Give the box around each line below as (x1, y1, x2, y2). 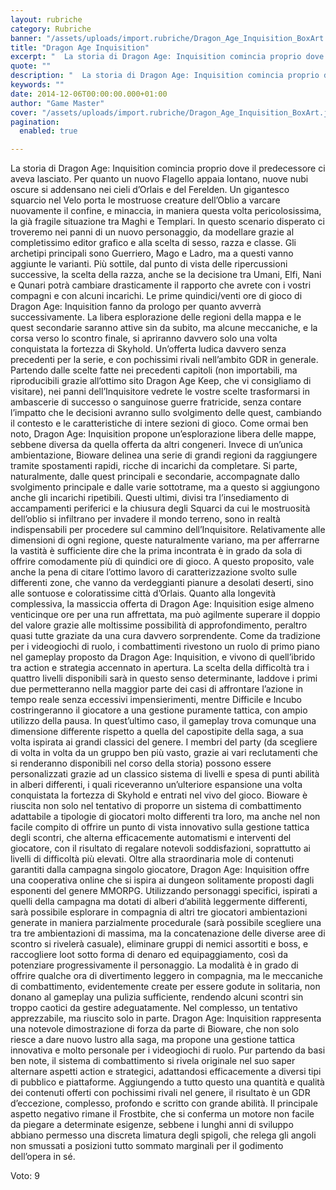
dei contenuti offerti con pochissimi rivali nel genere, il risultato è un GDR (10, 1087, 311, 1099)
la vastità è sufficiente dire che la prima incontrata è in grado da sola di (10, 545, 303, 557)
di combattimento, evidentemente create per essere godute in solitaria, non (10, 981, 321, 993)
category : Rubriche (10, 24, 92, 34)
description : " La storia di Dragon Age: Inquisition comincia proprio (10, 71, 320, 81)
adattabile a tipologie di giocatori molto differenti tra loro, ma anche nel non (10, 811, 321, 823)
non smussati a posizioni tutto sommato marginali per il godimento (10, 1140, 284, 1152)
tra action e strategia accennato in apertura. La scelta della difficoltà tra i (10, 662, 310, 674)
